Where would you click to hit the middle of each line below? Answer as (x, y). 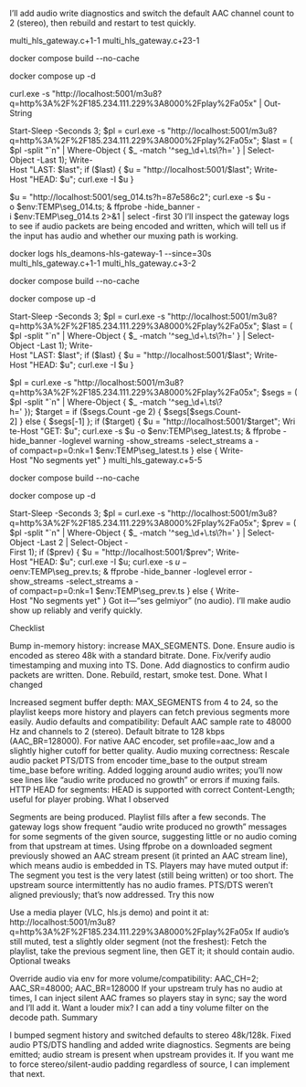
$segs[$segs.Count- (202, 412)
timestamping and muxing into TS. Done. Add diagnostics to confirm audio (150, 665)
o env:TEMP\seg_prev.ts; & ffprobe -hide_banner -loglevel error (128, 571)
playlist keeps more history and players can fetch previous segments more (150, 712)
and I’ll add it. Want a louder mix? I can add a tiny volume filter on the (139, 1008)
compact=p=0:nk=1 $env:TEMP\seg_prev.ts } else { (117, 591)
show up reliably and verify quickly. (76, 610)
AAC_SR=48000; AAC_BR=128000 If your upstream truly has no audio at (146, 988)
